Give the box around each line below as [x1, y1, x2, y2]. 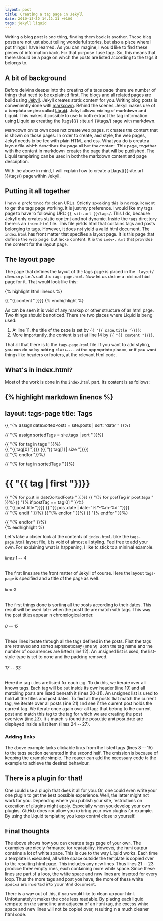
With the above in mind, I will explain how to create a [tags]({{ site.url [5, 168, 143, 174]
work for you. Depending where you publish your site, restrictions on [5, 797, 142, 803]
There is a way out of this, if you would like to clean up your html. [5, 891, 135, 897]
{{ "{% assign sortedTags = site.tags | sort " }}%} [5, 432, 104, 438]
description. [5, 159, 29, 165]
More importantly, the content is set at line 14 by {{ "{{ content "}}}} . [12, 332, 154, 338]
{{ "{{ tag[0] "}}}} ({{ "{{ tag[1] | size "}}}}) [5, 446, 89, 452]
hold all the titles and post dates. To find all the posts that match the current [5, 696, 156, 701]
